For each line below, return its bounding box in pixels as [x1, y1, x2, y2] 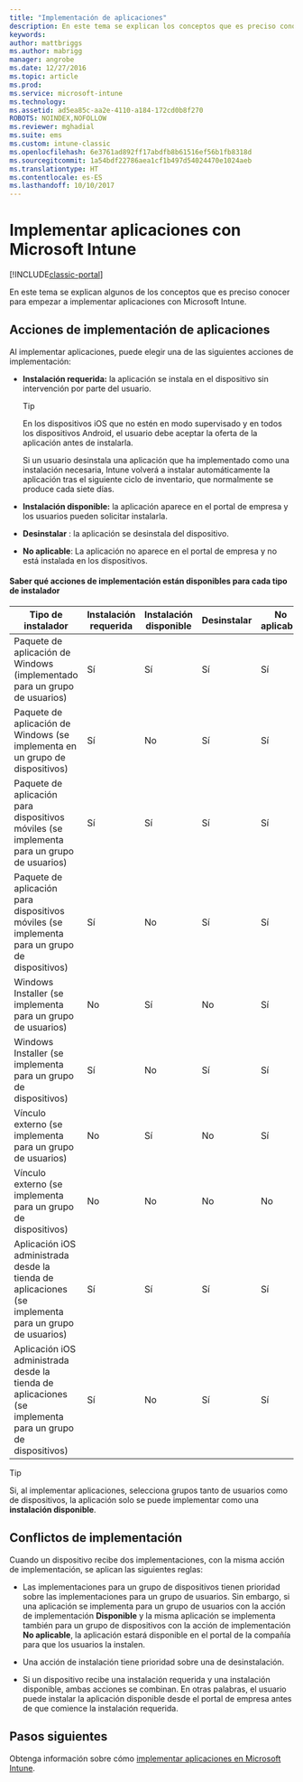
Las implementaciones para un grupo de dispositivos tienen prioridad [22, 1581, 280, 1592]
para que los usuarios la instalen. [22, 1638, 146, 1649]
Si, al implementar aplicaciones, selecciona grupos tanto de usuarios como [9, 1485, 289, 1496]
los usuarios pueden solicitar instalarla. [22, 510, 169, 521]
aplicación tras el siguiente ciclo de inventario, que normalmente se [22, 473, 273, 484]
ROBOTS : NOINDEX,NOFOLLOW [9, 114, 106, 123]
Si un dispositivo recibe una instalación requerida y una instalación [22, 1674, 271, 1684]
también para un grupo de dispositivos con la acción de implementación [22, 1619, 291, 1630]
